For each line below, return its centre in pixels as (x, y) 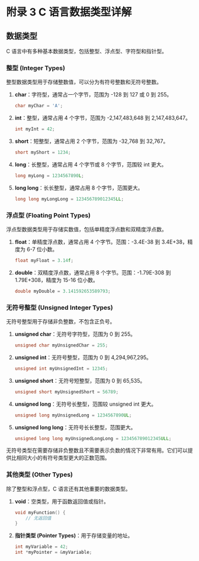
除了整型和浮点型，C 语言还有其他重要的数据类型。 (69, 489)
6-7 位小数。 (42, 249)
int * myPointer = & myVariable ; (53, 552)
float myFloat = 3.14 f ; (44, 260)
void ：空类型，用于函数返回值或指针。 (62, 501)
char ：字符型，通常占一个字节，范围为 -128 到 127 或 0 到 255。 (93, 95)
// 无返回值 (38, 518)
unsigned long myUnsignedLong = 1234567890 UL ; (73, 415)
